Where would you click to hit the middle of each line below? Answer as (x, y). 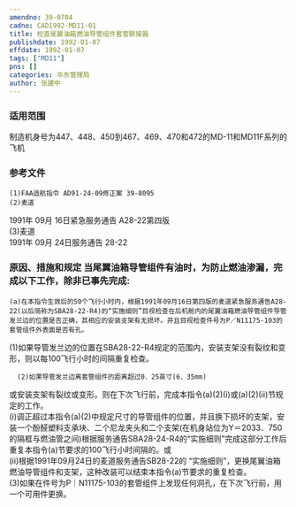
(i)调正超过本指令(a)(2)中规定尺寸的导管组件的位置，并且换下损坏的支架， (143, 416)
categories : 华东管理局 (49, 75)
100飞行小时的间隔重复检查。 (101, 358)
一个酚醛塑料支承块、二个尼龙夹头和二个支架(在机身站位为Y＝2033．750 (149, 427)
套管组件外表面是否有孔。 (49, 330)
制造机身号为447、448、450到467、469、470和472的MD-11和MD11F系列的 (148, 136)
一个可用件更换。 (40, 494)
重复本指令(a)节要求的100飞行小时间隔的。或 (91, 449)
